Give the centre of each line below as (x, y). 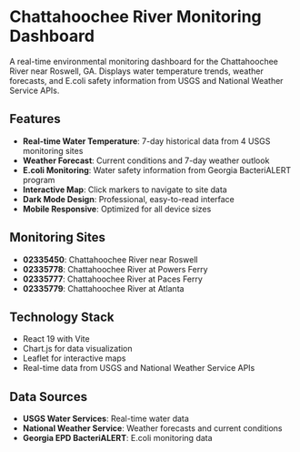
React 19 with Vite (56, 339)
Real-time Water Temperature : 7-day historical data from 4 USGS (146, 141)
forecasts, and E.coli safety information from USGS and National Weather (146, 80)
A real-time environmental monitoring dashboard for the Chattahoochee (144, 61)
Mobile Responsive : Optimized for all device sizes (117, 209)
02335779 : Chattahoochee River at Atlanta (103, 288)
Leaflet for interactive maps (74, 358)
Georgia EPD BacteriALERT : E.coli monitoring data (117, 438)
